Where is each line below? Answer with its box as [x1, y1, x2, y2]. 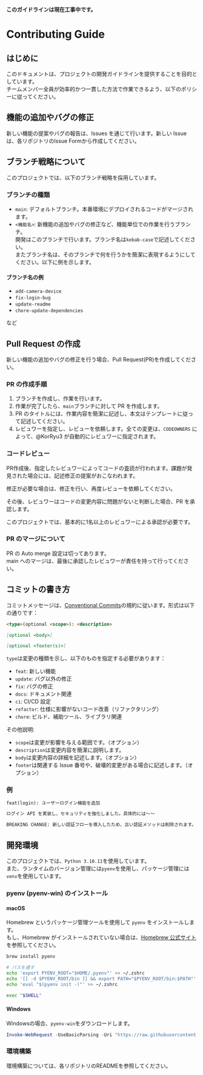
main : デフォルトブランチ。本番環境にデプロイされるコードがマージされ [15, 205, 194, 213]
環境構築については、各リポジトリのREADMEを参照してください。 [6, 1062, 171, 1069]
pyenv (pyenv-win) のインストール [6, 889, 108, 897]
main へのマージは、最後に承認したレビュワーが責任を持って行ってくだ [6, 557, 184, 564]
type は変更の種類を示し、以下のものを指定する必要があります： [6, 654, 166, 662]
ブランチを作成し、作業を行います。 [15, 395, 105, 402]
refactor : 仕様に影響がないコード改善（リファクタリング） [15, 705, 162, 713]
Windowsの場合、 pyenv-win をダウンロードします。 [6, 1019, 133, 1027]
